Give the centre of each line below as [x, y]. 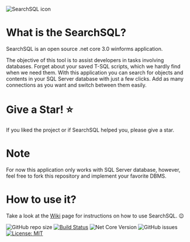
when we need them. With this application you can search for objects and [95, 72]
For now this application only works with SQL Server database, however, [93, 170]
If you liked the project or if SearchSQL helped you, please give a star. [90, 130]
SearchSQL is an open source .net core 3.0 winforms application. [84, 49]
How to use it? [41, 199]
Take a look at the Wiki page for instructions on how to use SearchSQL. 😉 [95, 216]
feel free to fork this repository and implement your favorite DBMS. [86, 176]
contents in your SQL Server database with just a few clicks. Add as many [95, 78]
